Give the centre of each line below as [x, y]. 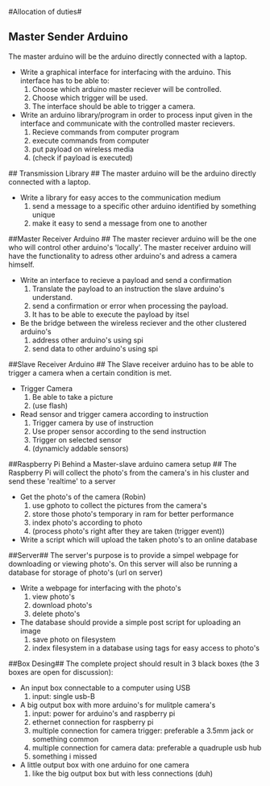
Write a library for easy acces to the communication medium [120, 198]
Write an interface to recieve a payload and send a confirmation [126, 280]
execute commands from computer [90, 140]
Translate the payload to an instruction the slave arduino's [128, 289]
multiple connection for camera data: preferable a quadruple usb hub [147, 747]
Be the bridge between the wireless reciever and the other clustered [133, 322]
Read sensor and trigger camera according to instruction [114, 414]
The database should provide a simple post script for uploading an [131, 622]
